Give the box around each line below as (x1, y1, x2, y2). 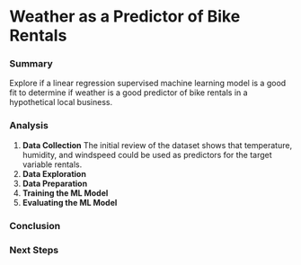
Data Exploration (22, 168, 87, 179)
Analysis (9, 119, 49, 132)
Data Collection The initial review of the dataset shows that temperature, (22, 139, 293, 150)
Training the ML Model (22, 187, 109, 199)
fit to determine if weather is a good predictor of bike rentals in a (9, 87, 249, 98)
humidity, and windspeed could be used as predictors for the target (22, 149, 272, 160)
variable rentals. (22, 159, 83, 170)
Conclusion (9, 219, 61, 232)
